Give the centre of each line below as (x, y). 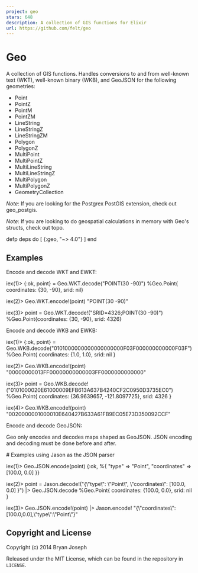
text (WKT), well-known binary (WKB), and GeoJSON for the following (91, 80)
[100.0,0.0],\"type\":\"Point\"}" (42, 514)
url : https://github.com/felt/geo (49, 28)
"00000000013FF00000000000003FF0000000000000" (76, 372)
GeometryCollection (39, 192)
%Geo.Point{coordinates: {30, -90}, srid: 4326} (64, 319)
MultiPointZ (29, 161)
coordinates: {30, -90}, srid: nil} (45, 290)
